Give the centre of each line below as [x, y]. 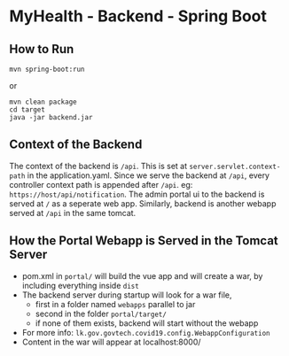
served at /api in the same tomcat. [73, 213]
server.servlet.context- [235, 166]
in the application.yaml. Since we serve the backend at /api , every [148, 175]
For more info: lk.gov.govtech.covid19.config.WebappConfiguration [146, 332]
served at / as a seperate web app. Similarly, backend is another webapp [143, 203]
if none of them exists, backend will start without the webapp [147, 323]
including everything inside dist [80, 285]
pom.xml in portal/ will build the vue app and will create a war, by [142, 275]
